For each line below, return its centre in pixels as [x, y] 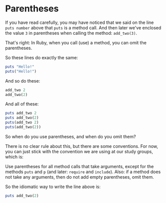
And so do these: [23, 81]
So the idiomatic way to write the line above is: [53, 187]
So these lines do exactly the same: [42, 57]
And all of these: [22, 104]
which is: [14, 157]
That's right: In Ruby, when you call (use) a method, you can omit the [76, 42]
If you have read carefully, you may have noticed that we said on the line [80, 22]
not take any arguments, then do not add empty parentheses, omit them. [80, 177]
